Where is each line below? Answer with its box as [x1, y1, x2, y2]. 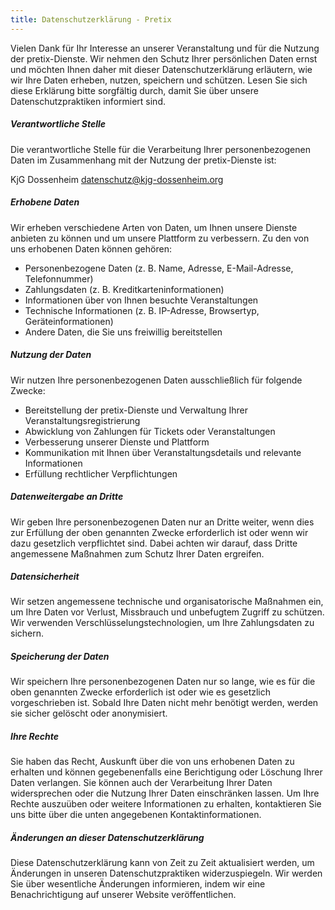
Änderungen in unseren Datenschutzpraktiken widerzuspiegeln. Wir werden [10, 867, 323, 880]
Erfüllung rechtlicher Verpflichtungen [24, 467, 178, 480]
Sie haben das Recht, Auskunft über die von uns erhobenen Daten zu [10, 756, 295, 768]
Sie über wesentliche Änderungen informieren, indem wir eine [10, 878, 266, 890]
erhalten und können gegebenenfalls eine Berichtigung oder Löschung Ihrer [10, 766, 323, 778]
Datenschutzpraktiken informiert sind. [10, 95, 166, 107]
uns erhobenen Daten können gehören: [10, 242, 172, 255]
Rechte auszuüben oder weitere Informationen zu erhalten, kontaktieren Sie [10, 798, 322, 810]
